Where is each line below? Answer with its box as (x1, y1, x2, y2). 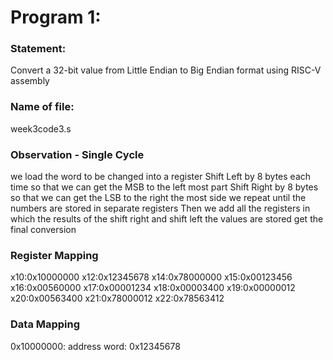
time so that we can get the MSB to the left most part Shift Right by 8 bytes (10, 181, 319, 193)
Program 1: (10, 6, 102, 29)
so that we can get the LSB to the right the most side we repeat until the (10, 192, 307, 204)
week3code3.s (10, 122, 72, 135)
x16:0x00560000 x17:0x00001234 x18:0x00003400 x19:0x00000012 (10, 282, 296, 294)
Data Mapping (10, 317, 81, 331)
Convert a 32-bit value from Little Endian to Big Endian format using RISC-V (10, 64, 322, 76)
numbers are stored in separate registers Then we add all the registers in (10, 202, 311, 215)
